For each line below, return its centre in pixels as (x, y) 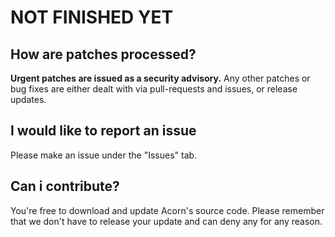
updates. (28, 99)
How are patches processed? (103, 54)
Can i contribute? (65, 186)
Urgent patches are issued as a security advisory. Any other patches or (160, 78)
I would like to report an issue (103, 131)
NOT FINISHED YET (92, 17)
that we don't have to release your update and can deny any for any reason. (166, 221)
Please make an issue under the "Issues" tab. (104, 155)
